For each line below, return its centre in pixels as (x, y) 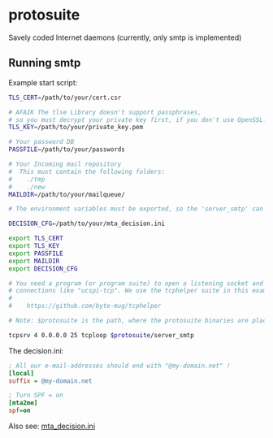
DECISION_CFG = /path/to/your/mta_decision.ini (87, 224)
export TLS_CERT (36, 239)
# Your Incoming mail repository (65, 164)
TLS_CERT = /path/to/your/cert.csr (65, 98)
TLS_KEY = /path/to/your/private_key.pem (76, 128)
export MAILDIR (34, 261)
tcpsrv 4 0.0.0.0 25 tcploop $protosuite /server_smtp (102, 335)
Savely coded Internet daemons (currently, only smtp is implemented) (125, 37)
